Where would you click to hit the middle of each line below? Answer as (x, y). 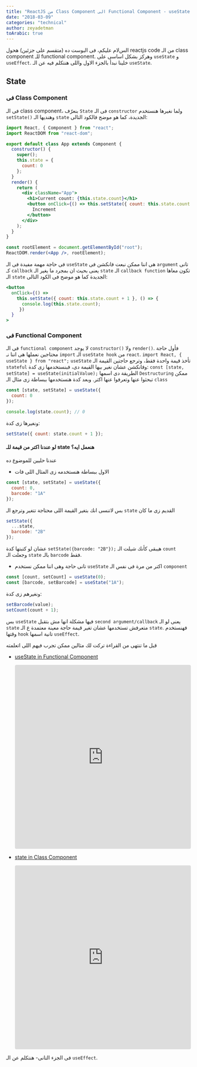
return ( (27, 188)
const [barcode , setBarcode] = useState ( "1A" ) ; (65, 582)
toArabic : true (25, 34)
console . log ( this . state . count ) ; (61, 304)
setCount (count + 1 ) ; (33, 610)
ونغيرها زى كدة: (23, 423)
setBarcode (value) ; (30, 604)
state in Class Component (46, 857)
